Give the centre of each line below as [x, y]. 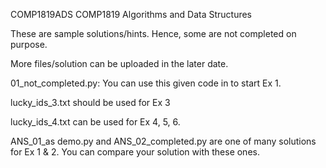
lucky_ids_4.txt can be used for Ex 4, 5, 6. [95, 122]
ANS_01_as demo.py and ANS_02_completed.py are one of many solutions [163, 141]
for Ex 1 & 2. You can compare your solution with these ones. [135, 152]
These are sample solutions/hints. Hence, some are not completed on [153, 33]
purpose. [29, 44]
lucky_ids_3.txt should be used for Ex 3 [90, 102]
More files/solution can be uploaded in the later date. [119, 63]
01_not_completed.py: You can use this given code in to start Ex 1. [146, 83]
